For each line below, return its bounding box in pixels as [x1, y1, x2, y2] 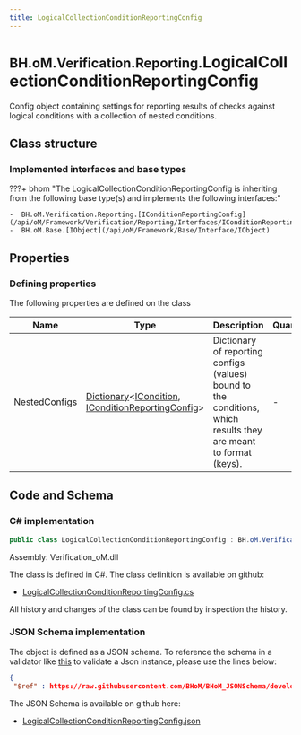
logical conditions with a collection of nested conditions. [9, 109, 218, 121]
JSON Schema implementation [9, 626, 146, 638]
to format [212, 446, 253, 459]
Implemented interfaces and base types [9, 162, 186, 175]
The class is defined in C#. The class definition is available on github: [9, 569, 264, 580]
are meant [212, 434, 256, 447]
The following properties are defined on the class [9, 297, 191, 308]
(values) [212, 367, 248, 380]
